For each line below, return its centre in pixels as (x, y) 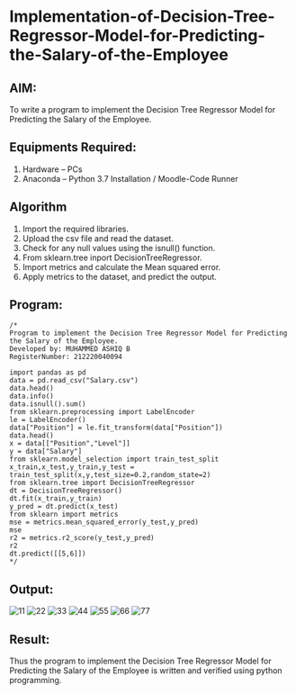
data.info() (31, 397)
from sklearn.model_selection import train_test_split (114, 460)
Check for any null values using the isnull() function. (119, 248)
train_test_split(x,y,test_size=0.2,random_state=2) (110, 475)
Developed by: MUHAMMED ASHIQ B (70, 349)
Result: (30, 640)
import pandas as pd (48, 373)
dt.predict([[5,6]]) (48, 554)
